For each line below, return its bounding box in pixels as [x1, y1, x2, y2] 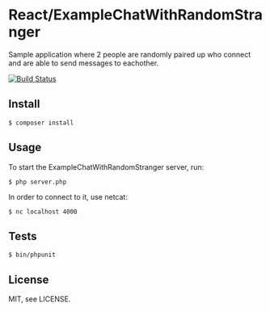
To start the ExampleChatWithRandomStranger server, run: [8, 162, 205, 171]
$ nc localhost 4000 [8, 208, 78, 216]
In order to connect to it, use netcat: [8, 192, 128, 201]
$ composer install [8, 119, 74, 127]
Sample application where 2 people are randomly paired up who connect [8, 49, 251, 59]
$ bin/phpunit [8, 251, 57, 259]
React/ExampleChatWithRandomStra [8, 6, 263, 24]
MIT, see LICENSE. [8, 294, 71, 304]
